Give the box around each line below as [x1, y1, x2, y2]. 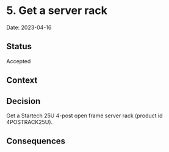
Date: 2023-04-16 [6, 24, 52, 31]
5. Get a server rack [6, 4, 108, 18]
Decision [6, 95, 41, 106]
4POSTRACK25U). [6, 118, 53, 125]
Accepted [6, 57, 31, 64]
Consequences [6, 136, 66, 147]
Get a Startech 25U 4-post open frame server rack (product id [6, 112, 163, 119]
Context [6, 75, 38, 86]
